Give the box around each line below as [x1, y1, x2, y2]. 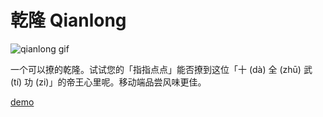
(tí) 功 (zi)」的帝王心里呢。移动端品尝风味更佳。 [10, 76, 207, 88]
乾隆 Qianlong [10, 9, 127, 32]
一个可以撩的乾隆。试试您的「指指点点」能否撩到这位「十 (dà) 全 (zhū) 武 [10, 63, 313, 75]
